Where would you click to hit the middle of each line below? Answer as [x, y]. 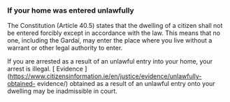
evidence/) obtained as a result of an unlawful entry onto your [126, 84]
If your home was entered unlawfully [71, 10]
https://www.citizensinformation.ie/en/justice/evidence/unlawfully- [106, 76]
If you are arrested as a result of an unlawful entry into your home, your [110, 61]
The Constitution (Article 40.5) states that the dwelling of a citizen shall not [115, 26]
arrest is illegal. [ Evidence [45, 69]
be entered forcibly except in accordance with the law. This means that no [114, 33]
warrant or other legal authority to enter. [65, 48]
